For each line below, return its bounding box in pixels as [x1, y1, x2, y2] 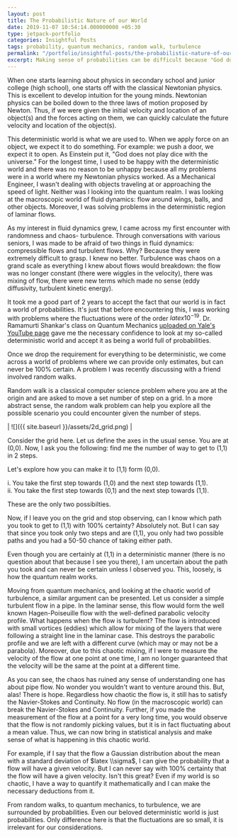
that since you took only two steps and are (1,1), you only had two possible [7, 529, 224, 537]
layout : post [7, 10, 46, 18]
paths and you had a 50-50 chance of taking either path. [7, 536, 173, 545]
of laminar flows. [7, 210, 57, 218]
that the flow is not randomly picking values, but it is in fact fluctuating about [7, 720, 231, 729]
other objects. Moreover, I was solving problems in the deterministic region [7, 203, 226, 211]
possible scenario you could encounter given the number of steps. [7, 409, 202, 418]
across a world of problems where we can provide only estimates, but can [7, 358, 224, 366]
